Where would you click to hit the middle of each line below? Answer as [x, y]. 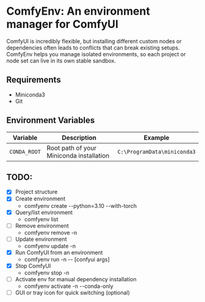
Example [156, 138]
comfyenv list [41, 219]
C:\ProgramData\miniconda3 [156, 152]
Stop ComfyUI [33, 266]
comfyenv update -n [50, 246]
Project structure [36, 192]
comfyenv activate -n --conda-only [69, 286]
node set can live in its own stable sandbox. [61, 61]
